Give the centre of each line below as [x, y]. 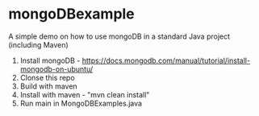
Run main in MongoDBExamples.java [81, 103]
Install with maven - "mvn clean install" [85, 94]
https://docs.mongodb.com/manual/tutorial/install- [166, 60]
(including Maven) [38, 44]
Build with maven [49, 86]
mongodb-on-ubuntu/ [56, 68]
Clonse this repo [47, 77]
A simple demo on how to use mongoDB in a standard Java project [119, 36]
